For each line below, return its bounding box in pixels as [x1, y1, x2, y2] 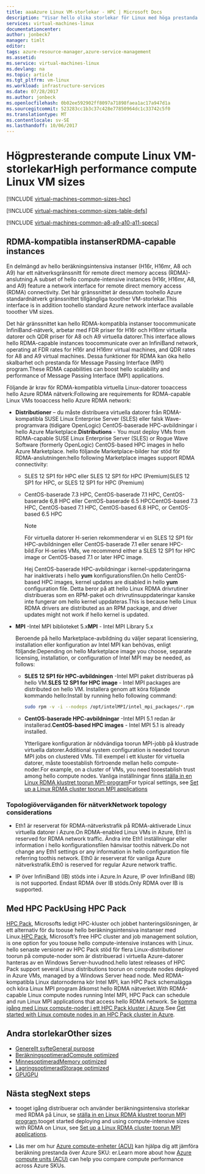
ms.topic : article [6, 72, 53, 78]
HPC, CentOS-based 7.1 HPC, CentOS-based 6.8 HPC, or [24, 503, 168, 511]
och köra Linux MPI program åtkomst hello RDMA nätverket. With [6, 984, 168, 992]
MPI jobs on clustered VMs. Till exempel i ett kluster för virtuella [24, 752, 185, 760]
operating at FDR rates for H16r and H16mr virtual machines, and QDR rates [6, 346, 195, 353]
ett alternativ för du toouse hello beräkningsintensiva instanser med [6, 926, 176, 934]
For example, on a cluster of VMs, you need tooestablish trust [40, 765, 195, 773]
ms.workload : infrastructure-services [6, 83, 105, 89]
